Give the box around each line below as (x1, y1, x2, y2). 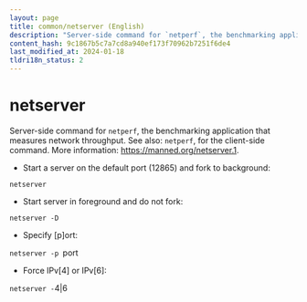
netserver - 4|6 (9, 282, 69, 293)
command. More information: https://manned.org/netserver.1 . (9, 144, 239, 155)
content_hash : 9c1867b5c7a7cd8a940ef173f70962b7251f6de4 (9, 38, 231, 48)
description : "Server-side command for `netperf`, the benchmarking (9, 30, 276, 39)
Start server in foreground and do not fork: (22, 195, 184, 206)
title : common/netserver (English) (9, 22, 145, 31)
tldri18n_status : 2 (9, 56, 84, 65)
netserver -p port (9, 247, 79, 258)
